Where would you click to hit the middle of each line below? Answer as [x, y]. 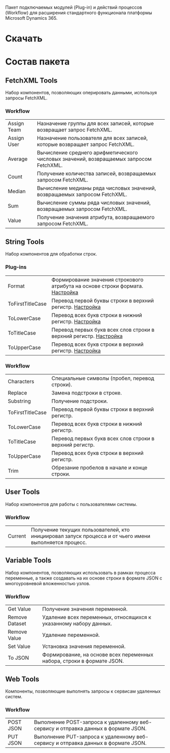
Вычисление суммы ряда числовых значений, [94, 203]
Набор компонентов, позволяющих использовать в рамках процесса [80, 572]
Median [17, 191]
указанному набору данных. [77, 624]
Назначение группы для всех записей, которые [96, 124]
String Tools [25, 242]
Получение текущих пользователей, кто [80, 530]
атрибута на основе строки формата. [97, 286]
